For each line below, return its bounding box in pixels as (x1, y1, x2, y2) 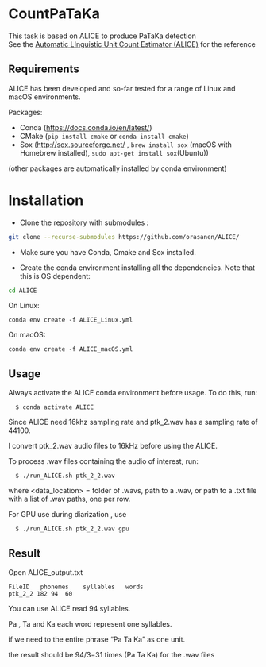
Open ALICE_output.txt (8, 568, 83, 577)
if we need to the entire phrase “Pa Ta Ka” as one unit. (8, 634, 185, 644)
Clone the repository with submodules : (19, 218, 149, 227)
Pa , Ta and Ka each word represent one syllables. (8, 619, 172, 629)
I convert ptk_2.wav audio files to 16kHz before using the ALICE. (8, 441, 218, 451)
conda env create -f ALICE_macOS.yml (8, 345, 133, 353)
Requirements (8, 63, 79, 76)
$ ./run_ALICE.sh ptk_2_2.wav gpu (15, 525, 129, 533)
